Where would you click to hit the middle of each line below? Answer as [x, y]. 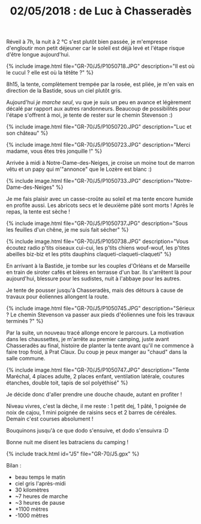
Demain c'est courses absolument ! [50, 419]
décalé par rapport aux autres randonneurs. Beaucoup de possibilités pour [98, 109]
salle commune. [26, 359]
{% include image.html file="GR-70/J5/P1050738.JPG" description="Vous [97, 241]
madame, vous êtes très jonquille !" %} [54, 151]
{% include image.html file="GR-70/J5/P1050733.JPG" [73, 181]
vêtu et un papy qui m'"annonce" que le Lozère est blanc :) [79, 169]
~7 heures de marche [41, 496]
